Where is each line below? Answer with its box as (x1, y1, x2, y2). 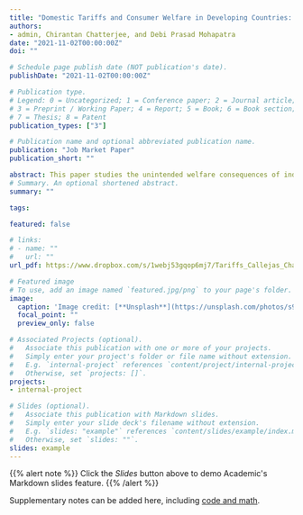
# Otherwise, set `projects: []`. (9, 368, 147, 378)
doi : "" (9, 47, 39, 56)
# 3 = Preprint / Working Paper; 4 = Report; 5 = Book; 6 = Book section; (9, 104, 297, 113)
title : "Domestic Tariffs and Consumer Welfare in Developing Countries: (9, 13, 293, 23)
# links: (9, 236, 42, 245)
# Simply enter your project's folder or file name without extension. (9, 352, 293, 361)
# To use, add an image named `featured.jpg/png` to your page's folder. (9, 285, 293, 294)
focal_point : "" (17, 311, 78, 320)
